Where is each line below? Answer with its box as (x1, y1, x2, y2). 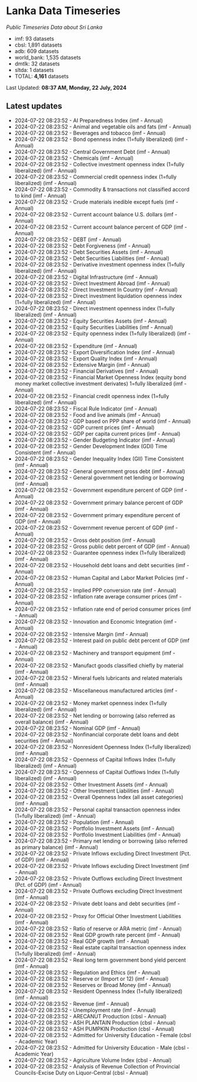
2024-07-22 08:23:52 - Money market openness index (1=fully (14, 699, 168, 706)
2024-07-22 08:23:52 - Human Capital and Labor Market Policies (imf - (14, 574, 189, 581)
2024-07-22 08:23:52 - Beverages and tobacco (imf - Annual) (14, 129, 166, 136)
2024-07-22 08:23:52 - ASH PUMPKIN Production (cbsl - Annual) (14, 1025, 175, 1032)
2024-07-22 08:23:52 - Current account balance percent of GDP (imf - (14, 223, 187, 231)
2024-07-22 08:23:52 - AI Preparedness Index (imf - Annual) (14, 117, 163, 124)
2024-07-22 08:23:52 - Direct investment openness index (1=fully (14, 305, 175, 312)
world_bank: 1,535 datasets (14, 54, 81, 61)
